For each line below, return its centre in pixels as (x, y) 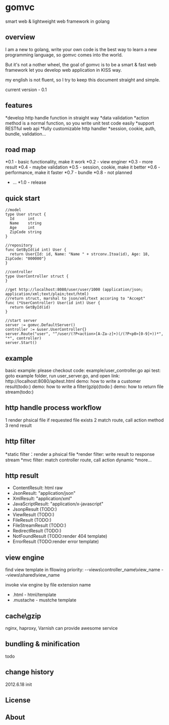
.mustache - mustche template (44, 600)
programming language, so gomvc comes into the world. (64, 55)
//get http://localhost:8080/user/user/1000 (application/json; (74, 290)
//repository (19, 245)
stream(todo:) (19, 392)
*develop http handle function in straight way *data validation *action (77, 117)
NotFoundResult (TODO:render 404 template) (60, 536)
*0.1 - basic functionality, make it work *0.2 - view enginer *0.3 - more (79, 162)
